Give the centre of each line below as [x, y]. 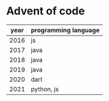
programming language [65, 30]
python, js [45, 89]
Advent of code [46, 11]
